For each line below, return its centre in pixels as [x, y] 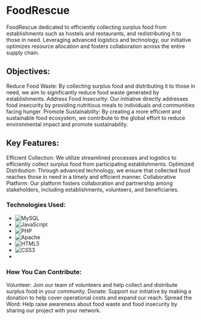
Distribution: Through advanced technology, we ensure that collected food [98, 170]
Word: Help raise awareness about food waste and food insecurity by [92, 304]
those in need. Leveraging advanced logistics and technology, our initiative [99, 40]
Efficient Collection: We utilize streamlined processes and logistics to [91, 157]
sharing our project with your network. [54, 310]
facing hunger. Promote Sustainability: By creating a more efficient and [94, 111]
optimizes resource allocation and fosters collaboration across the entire [96, 46]
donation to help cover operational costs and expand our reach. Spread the [99, 298]
